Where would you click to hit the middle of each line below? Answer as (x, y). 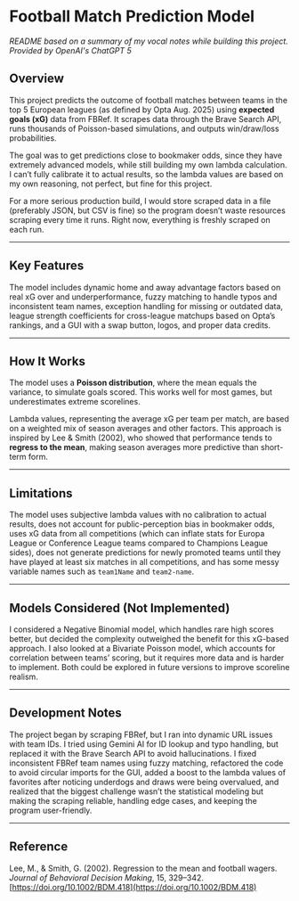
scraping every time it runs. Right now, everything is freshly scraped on (140, 219)
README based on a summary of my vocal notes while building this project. (149, 41)
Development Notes (65, 713)
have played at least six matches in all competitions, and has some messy (144, 562)
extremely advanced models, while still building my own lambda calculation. (148, 164)
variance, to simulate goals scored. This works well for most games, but (141, 392)
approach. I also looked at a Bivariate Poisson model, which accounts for (142, 648)
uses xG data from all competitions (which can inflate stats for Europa (137, 534)
